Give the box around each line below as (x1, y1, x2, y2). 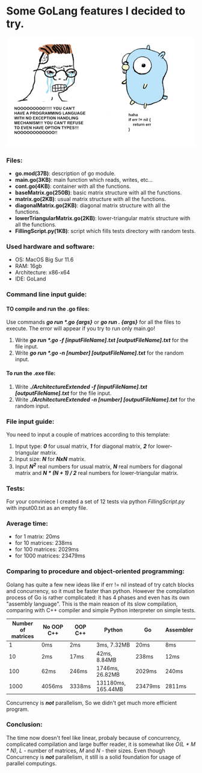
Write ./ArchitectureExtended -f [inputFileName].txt (14, 383, 147, 390)
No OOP (43, 623, 64, 630)
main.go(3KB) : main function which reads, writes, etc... (14, 176, 153, 184)
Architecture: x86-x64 (14, 269, 70, 276)
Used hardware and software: (6, 242, 95, 250)
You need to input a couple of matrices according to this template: (6, 430, 170, 438)
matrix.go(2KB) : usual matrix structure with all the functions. (14, 196, 167, 203)
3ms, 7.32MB (96, 641, 130, 648)
